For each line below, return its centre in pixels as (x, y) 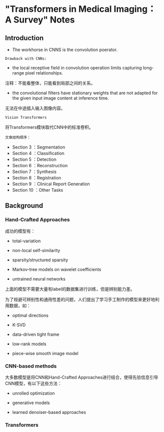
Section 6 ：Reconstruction (40, 165)
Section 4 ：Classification (38, 153)
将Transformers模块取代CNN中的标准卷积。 (49, 127)
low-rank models (29, 344)
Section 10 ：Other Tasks (38, 190)
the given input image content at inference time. (60, 98)
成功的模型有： (20, 231)
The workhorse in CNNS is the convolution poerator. (65, 50)
